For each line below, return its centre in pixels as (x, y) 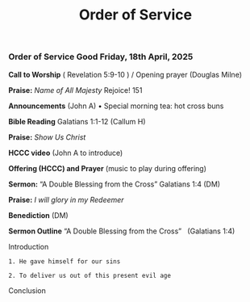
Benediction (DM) (38, 215)
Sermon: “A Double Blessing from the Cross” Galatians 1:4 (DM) (114, 184)
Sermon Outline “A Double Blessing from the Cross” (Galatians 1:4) (122, 231)
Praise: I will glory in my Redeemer (66, 199)
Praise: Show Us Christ (47, 137)
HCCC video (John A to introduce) (66, 153)
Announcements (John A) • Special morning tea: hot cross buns (116, 106)
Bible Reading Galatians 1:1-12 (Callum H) (77, 121)
